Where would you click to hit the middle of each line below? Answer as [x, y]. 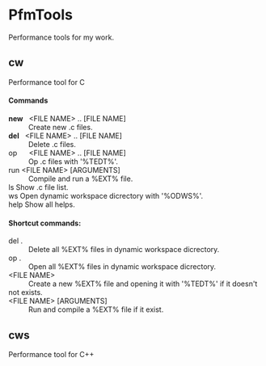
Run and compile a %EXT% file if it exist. [96, 309]
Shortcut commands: [45, 223]
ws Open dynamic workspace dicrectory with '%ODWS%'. [106, 196]
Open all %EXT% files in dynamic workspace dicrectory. [122, 267]
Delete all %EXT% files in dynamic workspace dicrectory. [124, 250]
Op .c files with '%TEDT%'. [73, 161]
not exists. [25, 292]
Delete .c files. [52, 144]
